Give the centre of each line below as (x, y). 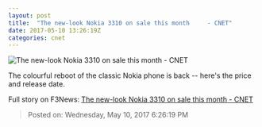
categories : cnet (37, 38)
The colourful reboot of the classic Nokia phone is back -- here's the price (130, 75)
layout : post (30, 15)
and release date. (37, 84)
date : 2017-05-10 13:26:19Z (55, 30)
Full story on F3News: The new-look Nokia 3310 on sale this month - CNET (131, 99)
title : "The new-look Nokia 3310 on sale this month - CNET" (120, 23)
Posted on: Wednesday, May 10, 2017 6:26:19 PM (108, 115)
